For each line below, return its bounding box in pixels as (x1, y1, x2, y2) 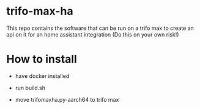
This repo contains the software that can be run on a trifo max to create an (6, 24, 194, 32)
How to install (6, 52, 78, 66)
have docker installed (15, 72, 70, 80)
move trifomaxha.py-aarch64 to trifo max (15, 96, 119, 103)
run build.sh (15, 84, 46, 91)
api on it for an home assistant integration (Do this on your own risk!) (6, 30, 179, 38)
